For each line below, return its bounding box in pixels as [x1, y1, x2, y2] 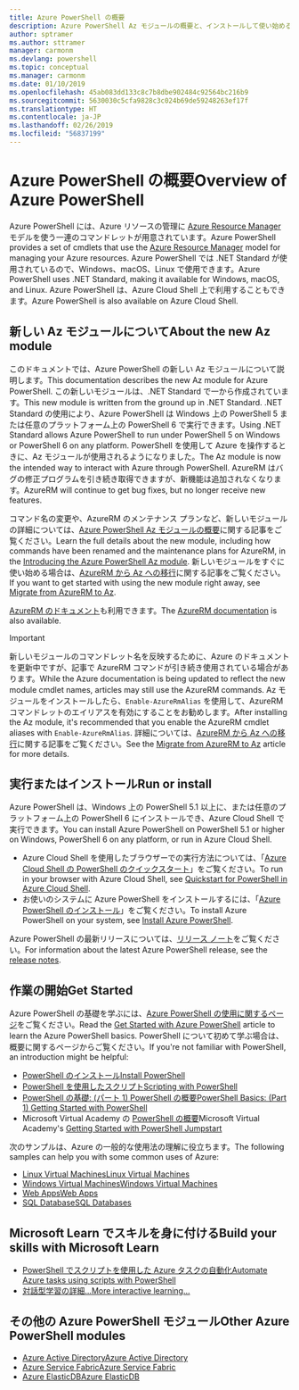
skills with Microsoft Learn [9, 1240, 160, 1255]
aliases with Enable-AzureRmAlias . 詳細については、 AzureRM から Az [9, 727, 261, 737]
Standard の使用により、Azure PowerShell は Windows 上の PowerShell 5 [9, 408, 279, 419]
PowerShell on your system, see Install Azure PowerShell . [21, 915, 234, 926]
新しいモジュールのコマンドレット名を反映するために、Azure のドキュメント [9, 651, 290, 662]
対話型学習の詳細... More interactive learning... [21, 1286, 190, 1296]
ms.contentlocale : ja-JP [9, 112, 101, 121]
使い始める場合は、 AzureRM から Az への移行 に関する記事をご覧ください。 [9, 567, 286, 578]
